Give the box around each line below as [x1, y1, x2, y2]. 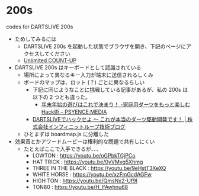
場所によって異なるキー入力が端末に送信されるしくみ [23, 71, 154, 78]
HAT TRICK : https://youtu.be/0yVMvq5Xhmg [32, 158, 143, 165]
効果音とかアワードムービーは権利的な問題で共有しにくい [14, 137, 155, 145]
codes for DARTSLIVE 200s [6, 23, 73, 30]
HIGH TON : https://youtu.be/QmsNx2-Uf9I [32, 177, 138, 184]
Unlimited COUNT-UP [23, 57, 77, 64]
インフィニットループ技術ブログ [48, 123, 126, 130]
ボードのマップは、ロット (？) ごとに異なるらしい [23, 78, 145, 86]
